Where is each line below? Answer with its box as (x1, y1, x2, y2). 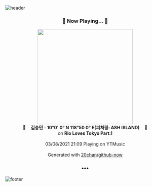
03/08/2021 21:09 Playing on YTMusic (45, 141, 125, 147)
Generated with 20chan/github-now (48, 152, 123, 158)
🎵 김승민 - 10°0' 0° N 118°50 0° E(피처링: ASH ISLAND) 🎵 (22, 125, 148, 131)
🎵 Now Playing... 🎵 (62, 17, 108, 24)
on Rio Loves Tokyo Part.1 (57, 130, 113, 136)
